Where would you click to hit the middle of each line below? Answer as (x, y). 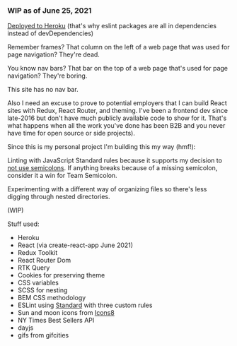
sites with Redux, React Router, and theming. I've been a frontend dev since (118, 111)
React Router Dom (44, 261)
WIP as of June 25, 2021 (50, 11)
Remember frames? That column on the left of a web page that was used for (118, 47)
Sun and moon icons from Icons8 (66, 313)
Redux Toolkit (37, 253)
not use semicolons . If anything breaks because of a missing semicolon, (112, 168)
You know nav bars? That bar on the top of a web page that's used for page (118, 68)
